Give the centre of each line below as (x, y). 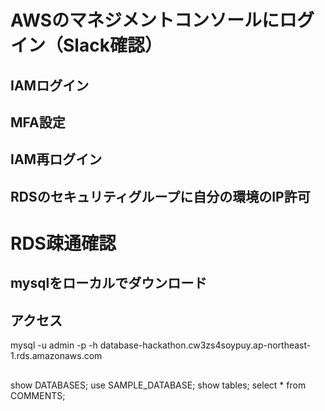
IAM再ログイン (56, 159)
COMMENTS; (38, 395)
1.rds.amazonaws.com (56, 356)
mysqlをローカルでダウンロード (109, 283)
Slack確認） (113, 45)
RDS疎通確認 (63, 243)
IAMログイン (50, 85)
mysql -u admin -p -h (54, 345)
